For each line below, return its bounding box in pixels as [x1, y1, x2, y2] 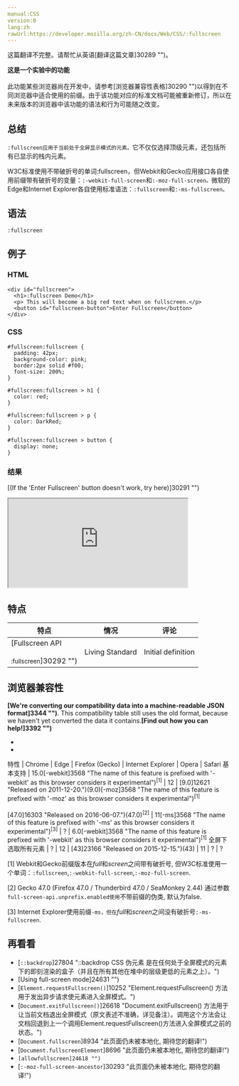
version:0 [7, 17, 37, 24]
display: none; [14, 442, 59, 450]
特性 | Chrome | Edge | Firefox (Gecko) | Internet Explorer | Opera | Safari [7, 760, 222, 768]
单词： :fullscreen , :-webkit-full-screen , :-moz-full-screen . [13, 868, 191, 877]
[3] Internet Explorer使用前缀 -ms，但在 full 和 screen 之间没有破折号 [7, 907, 196, 916]
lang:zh [7, 23, 31, 31]
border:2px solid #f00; [14, 362, 84, 369]
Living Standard [84, 646, 137, 656]
